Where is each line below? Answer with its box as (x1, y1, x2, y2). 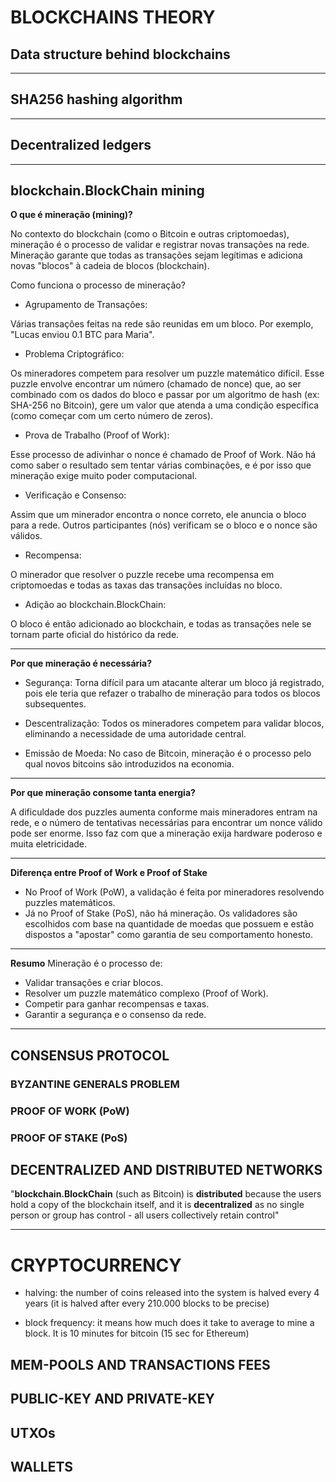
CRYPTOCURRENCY (10, 1254, 182, 1276)
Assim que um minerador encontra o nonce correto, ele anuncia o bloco (10, 509, 307, 521)
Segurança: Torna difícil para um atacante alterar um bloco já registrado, (24, 677, 325, 689)
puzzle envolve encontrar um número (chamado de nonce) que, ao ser (10, 378, 302, 390)
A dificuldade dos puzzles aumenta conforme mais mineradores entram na (10, 806, 318, 818)
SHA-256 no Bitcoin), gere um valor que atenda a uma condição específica (10, 399, 320, 411)
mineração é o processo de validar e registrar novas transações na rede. (10, 239, 310, 251)
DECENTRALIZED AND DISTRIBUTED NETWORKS (10, 1161, 323, 1178)
